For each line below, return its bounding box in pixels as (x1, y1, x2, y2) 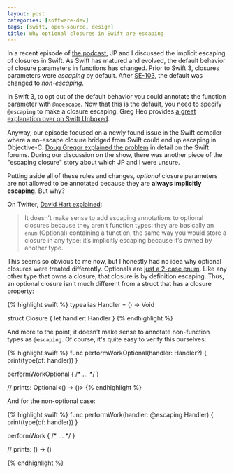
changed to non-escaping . (7, 79, 84, 88)
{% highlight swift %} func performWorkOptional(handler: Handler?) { (7, 348, 207, 358)
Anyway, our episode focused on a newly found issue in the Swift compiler (7, 128, 222, 137)
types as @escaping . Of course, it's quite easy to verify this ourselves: (7, 335, 207, 344)
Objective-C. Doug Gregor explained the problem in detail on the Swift (7, 143, 210, 151)
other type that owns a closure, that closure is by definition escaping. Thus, (7, 272, 225, 280)
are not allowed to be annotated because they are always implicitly (7, 180, 202, 188)
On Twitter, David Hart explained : (7, 201, 103, 209)
